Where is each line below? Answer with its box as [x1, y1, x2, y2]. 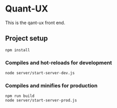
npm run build [5, 93, 35, 98]
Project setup [5, 34, 48, 43]
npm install [5, 47, 30, 53]
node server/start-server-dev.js [5, 71, 75, 76]
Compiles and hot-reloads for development [5, 59, 112, 66]
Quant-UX [5, 3, 48, 15]
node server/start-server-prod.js [5, 98, 77, 103]
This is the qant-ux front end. [5, 20, 65, 26]
